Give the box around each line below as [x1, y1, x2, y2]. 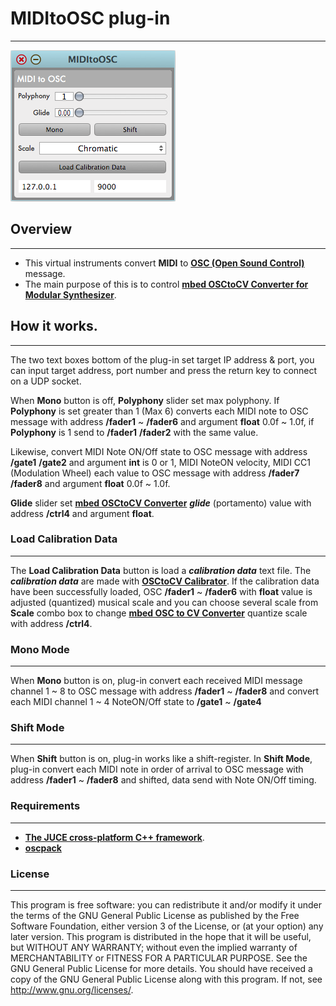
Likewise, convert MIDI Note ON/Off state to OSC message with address [10, 445, 308, 457]
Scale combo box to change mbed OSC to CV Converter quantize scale [10, 607, 308, 619]
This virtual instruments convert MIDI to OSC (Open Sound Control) [24, 257, 305, 269]
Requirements [10, 799, 81, 813]
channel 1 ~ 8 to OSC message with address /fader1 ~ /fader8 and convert [10, 685, 320, 697]
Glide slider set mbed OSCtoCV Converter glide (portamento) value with [10, 497, 312, 509]
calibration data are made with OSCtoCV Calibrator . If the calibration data [10, 575, 320, 587]
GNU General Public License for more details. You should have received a [10, 963, 313, 975]
